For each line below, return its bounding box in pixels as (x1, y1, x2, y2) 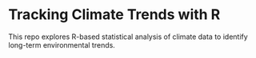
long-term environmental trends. (8, 40, 116, 49)
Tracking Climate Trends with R (8, 6, 221, 24)
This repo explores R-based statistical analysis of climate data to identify (8, 32, 248, 41)
